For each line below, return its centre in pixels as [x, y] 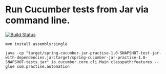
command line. [38, 20]
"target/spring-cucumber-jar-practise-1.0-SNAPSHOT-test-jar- [94, 53]
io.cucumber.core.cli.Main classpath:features [102, 62]
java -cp [15, 53]
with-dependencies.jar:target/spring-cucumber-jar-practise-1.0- [76, 58]
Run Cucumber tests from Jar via [77, 10]
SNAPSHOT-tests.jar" [27, 62]
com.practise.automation [43, 66]
